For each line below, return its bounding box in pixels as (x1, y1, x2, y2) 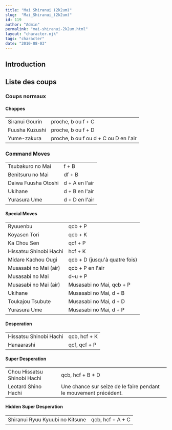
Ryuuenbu (8, 223, 33, 230)
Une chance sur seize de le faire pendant (61, 383, 160, 390)
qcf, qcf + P (68, 341, 97, 348)
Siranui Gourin (8, 118, 42, 125)
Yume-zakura (8, 135, 42, 142)
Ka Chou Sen (8, 239, 39, 247)
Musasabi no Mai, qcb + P (68, 281, 131, 288)
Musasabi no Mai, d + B (68, 290, 125, 297)
